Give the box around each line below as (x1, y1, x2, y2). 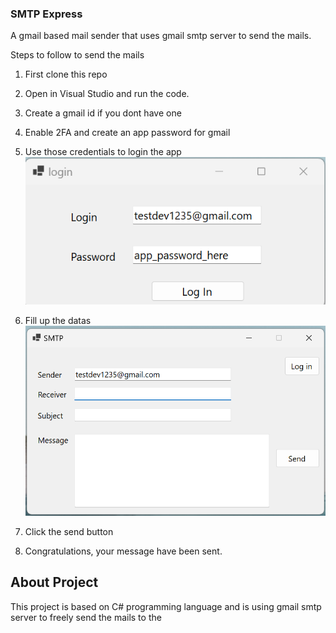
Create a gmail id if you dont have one (24, 107, 182, 119)
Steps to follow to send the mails (10, 49, 145, 61)
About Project (10, 574, 99, 591)
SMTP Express (10, 7, 83, 21)
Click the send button (24, 526, 114, 538)
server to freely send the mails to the (10, 611, 162, 623)
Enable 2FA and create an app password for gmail (24, 127, 231, 139)
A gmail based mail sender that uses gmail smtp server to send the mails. (10, 30, 312, 42)
